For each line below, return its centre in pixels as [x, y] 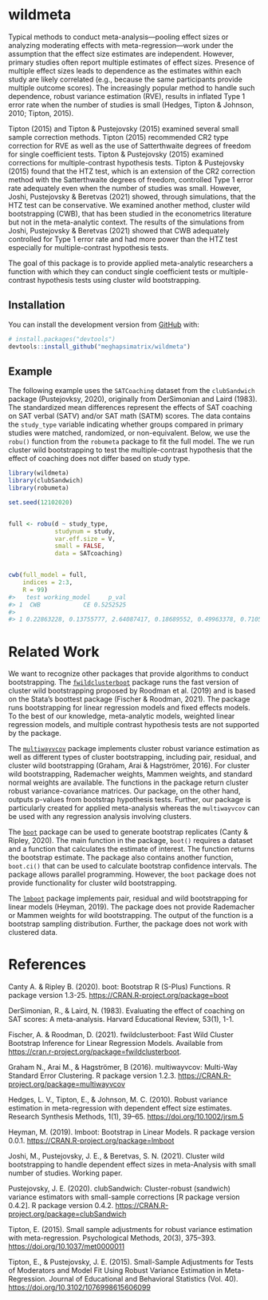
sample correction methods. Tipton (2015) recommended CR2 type [118, 137]
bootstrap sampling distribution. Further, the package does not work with [128, 924]
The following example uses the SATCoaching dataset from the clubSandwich [132, 391]
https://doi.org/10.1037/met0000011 [67, 1246]
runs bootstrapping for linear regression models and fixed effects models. [129, 708]
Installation [37, 305]
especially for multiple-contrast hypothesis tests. [89, 247]
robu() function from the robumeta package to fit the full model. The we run [132, 442]
